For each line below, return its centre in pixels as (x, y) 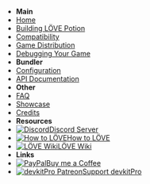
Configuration (38, 70)
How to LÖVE (88, 138)
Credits (28, 113)
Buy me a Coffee (74, 163)
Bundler (29, 62)
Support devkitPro (112, 171)
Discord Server (74, 129)
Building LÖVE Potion (50, 28)
